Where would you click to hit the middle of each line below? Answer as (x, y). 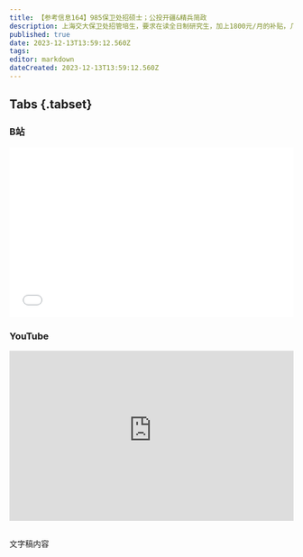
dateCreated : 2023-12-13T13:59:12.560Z (84, 68)
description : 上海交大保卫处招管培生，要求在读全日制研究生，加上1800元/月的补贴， (150, 26)
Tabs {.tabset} (51, 105)
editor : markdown (42, 59)
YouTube (29, 336)
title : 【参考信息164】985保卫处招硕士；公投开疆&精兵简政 (108, 18)
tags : (19, 51)
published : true (40, 34)
